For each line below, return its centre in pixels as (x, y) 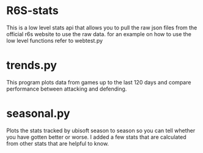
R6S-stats (33, 11)
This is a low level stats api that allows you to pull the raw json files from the (102, 28)
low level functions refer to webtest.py (54, 40)
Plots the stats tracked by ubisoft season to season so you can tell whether (101, 130)
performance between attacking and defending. (67, 89)
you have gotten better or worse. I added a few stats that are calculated (96, 137)
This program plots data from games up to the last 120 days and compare (99, 82)
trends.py (31, 65)
